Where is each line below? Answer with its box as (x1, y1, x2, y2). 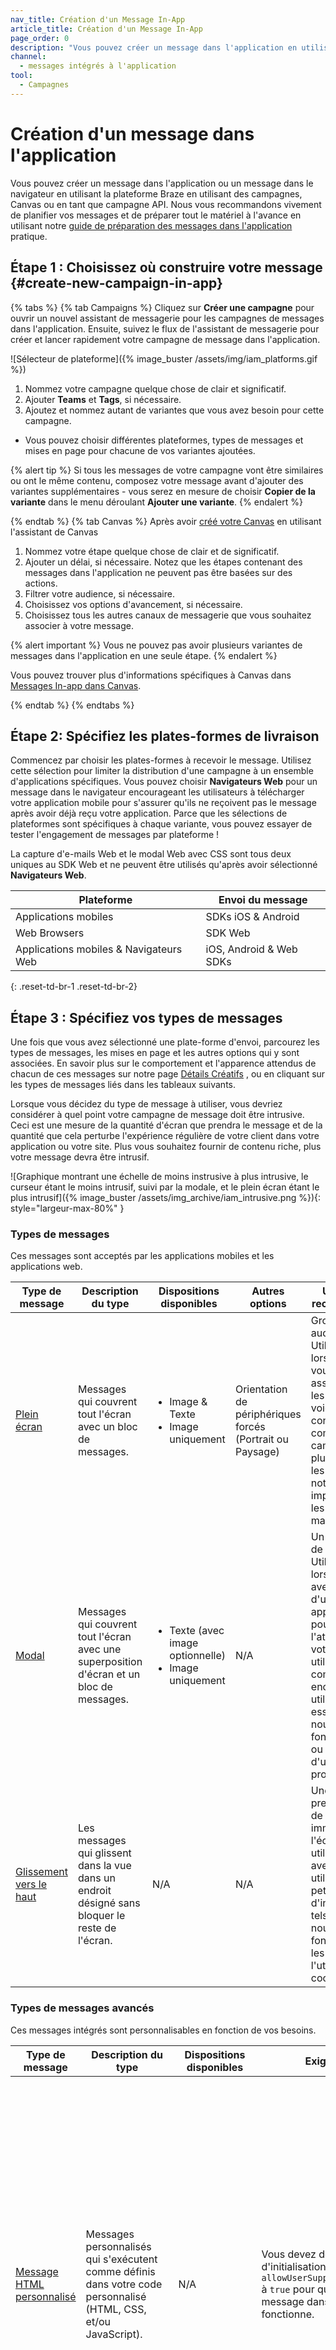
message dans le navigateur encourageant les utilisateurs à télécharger (10, 786, 305, 798)
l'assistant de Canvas (10, 526, 99, 538)
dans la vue (77, 1859, 132, 1873)
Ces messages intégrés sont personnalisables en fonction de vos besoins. (10, 2024, 317, 2036)
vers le (15, 1877, 47, 1891)
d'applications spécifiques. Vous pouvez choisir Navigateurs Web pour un (10, 776, 318, 788)
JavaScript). (85, 2327, 143, 2341)
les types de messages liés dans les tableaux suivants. (10, 1079, 237, 1091)
